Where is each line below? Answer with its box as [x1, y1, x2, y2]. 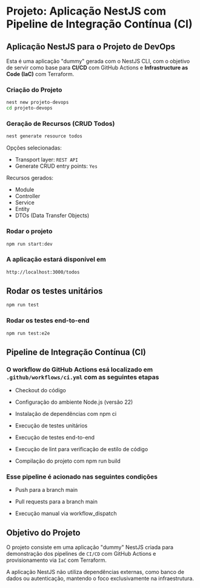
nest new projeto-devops [6, 99, 69, 106]
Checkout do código [15, 387, 67, 394]
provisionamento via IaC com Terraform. [6, 556, 107, 564]
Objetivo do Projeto [6, 527, 81, 538]
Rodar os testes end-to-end [6, 316, 90, 325]
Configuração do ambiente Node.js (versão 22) [15, 398, 133, 406]
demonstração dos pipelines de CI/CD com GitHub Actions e [6, 550, 156, 558]
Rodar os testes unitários [6, 286, 103, 296]
